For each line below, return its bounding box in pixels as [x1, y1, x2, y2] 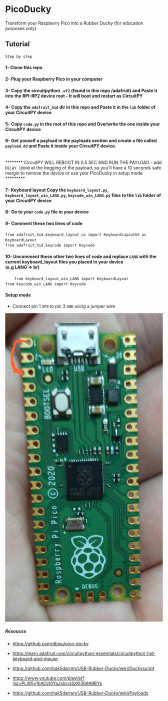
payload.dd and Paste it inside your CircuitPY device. [5, 143, 116, 149]
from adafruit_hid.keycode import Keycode [5, 243, 95, 248]
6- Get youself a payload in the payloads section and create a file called [5, 137, 157, 143]
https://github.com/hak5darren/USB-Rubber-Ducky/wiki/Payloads [12, 690, 148, 696]
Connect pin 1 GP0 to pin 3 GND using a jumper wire [12, 303, 115, 309]
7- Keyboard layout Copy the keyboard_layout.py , [5, 186, 109, 193]
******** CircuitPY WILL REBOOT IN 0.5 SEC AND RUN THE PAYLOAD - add [5, 159, 162, 165]
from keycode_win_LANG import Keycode [5, 281, 86, 286]
